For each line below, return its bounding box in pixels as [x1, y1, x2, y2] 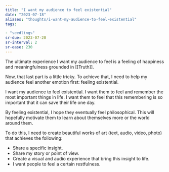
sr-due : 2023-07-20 [5, 35, 47, 40]
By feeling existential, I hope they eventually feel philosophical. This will [5, 109, 154, 115]
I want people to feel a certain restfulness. [12, 161, 101, 167]
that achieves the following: [5, 135, 63, 141]
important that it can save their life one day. [5, 99, 96, 105]
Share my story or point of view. [12, 150, 79, 156]
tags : [5, 21, 17, 27]
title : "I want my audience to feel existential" [5, 7, 112, 13]
